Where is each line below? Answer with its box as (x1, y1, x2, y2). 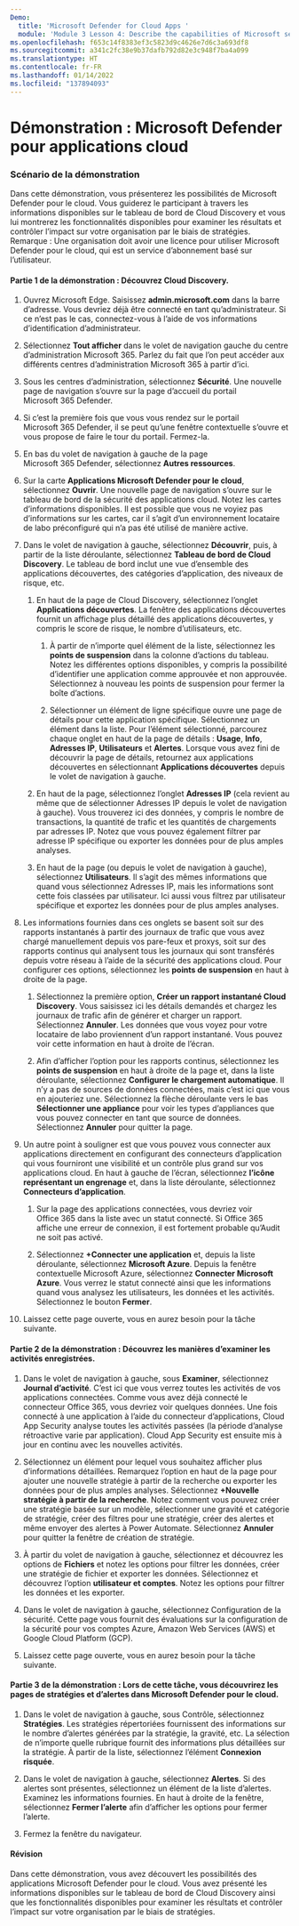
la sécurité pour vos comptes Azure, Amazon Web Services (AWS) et (22, 1623, 276, 1633)
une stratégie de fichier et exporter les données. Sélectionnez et (22, 1567, 258, 1579)
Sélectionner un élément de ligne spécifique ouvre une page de (49, 705, 282, 716)
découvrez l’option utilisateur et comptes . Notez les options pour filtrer (22, 1577, 285, 1588)
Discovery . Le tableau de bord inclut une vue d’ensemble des (22, 559, 249, 569)
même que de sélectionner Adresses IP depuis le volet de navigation (35, 798, 287, 809)
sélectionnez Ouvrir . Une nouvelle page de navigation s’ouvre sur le (22, 485, 272, 496)
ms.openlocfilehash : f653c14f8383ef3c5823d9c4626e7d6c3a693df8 (10, 37, 249, 47)
